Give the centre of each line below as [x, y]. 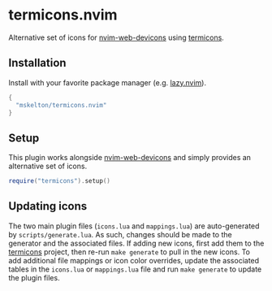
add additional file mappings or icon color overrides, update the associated [134, 260]
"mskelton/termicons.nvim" [61, 105]
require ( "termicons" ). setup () [60, 181]
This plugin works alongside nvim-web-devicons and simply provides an [130, 158]
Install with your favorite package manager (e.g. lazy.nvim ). [108, 82]
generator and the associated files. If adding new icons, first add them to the [136, 243]
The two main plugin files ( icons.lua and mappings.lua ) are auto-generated [134, 226]
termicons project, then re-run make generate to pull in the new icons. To [129, 252]
